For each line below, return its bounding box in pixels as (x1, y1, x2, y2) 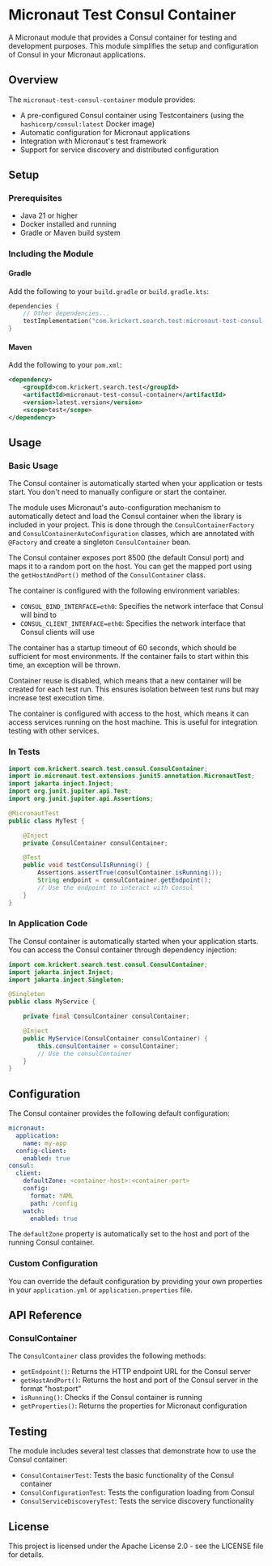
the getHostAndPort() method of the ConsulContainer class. (8, 570, 206, 580)
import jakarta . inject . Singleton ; (8, 976, 125, 984)
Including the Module (8, 249, 94, 260)
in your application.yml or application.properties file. (8, 1285, 193, 1295)
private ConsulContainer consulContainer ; (23, 839, 168, 847)
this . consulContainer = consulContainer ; (37, 1042, 180, 1050)
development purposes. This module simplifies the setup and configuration (8, 40, 259, 50)
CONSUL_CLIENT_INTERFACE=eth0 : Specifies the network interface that (19, 619, 246, 628)
